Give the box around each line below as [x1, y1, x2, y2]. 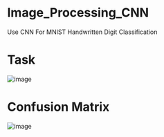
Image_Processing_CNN [7, 5, 149, 21]
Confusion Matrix [7, 99, 110, 115]
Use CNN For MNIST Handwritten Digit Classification [7, 28, 158, 36]
